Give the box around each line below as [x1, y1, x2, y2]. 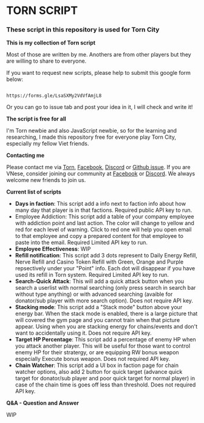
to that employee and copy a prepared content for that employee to [15, 232, 184, 240]
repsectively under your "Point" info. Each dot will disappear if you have [15, 265, 195, 272]
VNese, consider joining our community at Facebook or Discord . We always [6, 170, 195, 177]
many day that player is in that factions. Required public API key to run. [15, 206, 192, 214]
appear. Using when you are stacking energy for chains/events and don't [15, 323, 198, 330]
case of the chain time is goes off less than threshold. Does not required [15, 381, 196, 388]
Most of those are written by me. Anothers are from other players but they [6, 51, 191, 58]
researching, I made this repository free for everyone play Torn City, [6, 133, 177, 141]
